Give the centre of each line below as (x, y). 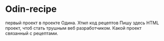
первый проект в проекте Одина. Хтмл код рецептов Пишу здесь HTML (82, 23)
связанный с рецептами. (32, 33)
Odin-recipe (31, 9)
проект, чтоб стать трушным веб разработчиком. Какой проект (73, 28)
